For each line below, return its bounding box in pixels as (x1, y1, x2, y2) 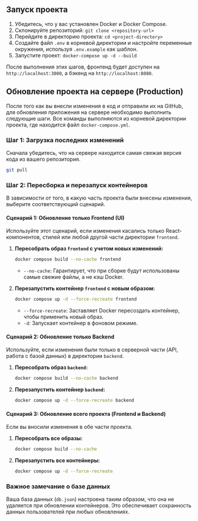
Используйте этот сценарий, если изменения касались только (6, 227, 164, 235)
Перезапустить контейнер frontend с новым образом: (14, 285, 155, 292)
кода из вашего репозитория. (6, 155, 81, 162)
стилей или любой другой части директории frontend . (42, 233, 179, 241)
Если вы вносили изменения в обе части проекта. (6, 424, 133, 431)
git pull (6, 167, 28, 173)
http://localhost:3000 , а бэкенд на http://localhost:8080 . (6, 69, 154, 76)
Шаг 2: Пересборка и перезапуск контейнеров (6, 181, 148, 189)
